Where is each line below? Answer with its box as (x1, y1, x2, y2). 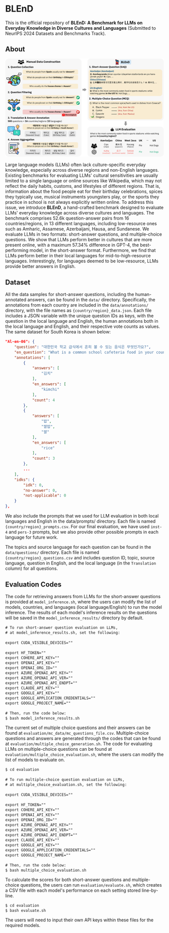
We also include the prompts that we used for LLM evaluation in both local (5, 513, 159, 519)
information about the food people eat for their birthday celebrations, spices (5, 188, 163, 194)
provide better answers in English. (5, 263, 76, 269)
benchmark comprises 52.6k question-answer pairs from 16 (5, 215, 129, 222)
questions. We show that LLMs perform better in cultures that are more (5, 237, 152, 243)
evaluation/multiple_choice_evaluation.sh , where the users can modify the (5, 751, 164, 757)
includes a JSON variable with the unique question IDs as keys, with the (5, 313, 154, 319)
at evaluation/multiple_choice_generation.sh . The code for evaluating (5, 741, 152, 747)
